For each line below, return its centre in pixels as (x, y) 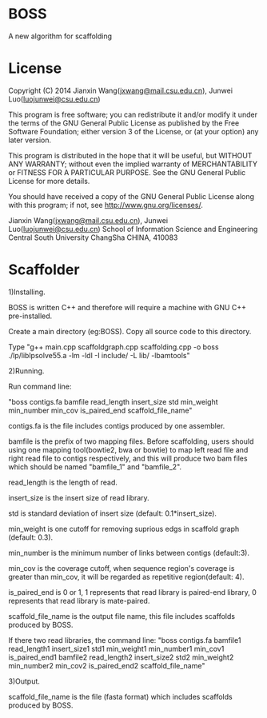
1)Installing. (27, 292)
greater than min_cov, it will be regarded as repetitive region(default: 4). (126, 576)
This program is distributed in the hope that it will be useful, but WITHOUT (130, 155)
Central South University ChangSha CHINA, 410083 (93, 237)
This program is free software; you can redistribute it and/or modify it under (133, 114)
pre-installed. (30, 316)
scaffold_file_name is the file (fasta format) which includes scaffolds (121, 696)
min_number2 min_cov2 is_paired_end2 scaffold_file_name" (107, 665)
